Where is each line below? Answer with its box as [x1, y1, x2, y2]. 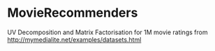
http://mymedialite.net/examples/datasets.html [7, 35, 142, 43]
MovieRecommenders [7, 5, 138, 21]
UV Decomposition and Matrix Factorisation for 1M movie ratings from [7, 28, 208, 36]
